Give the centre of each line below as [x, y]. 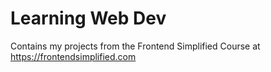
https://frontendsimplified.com [73, 56]
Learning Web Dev [88, 18]
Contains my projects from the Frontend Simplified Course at [135, 46]
